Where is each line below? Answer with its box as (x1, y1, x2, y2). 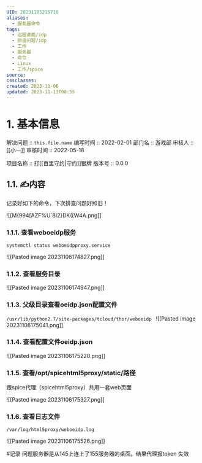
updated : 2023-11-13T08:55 (6, 89, 75, 95)
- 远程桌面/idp (12, 32, 47, 38)
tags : (6, 26, 20, 33)
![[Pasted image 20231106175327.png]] (6, 396, 105, 403)
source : (6, 72, 26, 78)
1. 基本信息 (6, 117, 60, 131)
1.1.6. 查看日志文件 (6, 413, 61, 421)
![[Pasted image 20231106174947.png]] (6, 284, 105, 292)
